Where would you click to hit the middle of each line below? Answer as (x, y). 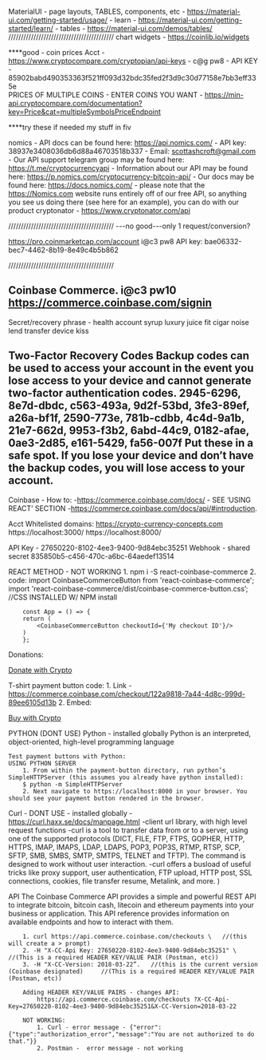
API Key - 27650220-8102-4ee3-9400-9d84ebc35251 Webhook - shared (129, 548)
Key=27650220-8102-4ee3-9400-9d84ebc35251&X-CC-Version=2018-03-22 (123, 1006)
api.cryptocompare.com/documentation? (76, 103)
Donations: (26, 655)
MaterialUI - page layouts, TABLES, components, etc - (97, 12)
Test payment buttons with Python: (67, 756)
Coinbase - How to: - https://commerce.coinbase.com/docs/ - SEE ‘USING (129, 500)
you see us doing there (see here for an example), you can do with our (124, 202)
